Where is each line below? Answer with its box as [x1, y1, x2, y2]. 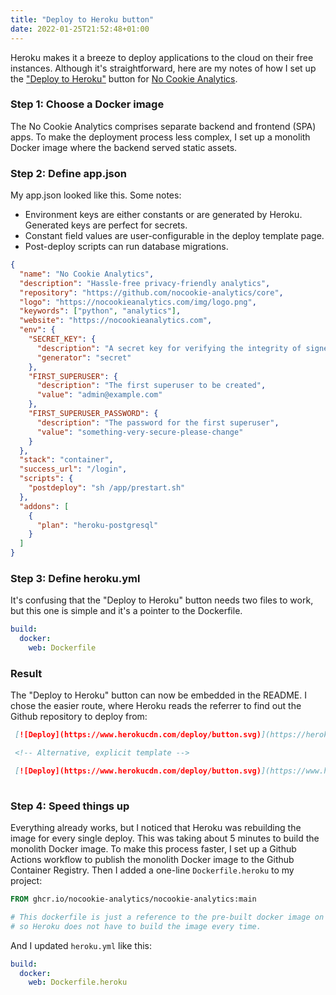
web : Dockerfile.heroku [28, 977, 128, 988]
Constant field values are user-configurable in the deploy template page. [24, 230, 325, 242]
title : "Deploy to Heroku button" [10, 14, 155, 25]
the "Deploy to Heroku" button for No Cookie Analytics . [10, 72, 238, 85]
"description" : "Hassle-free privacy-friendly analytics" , [19, 278, 271, 288]
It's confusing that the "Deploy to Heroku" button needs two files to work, [10, 594, 314, 606]
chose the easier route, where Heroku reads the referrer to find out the [10, 700, 302, 712]
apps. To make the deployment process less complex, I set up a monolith [10, 131, 311, 143]
